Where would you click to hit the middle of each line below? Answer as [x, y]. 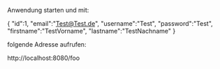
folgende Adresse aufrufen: [47, 44]
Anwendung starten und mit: [48, 10]
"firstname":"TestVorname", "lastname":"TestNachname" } [91, 31]
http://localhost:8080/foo [44, 58]
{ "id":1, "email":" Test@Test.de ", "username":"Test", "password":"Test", [110, 23]
